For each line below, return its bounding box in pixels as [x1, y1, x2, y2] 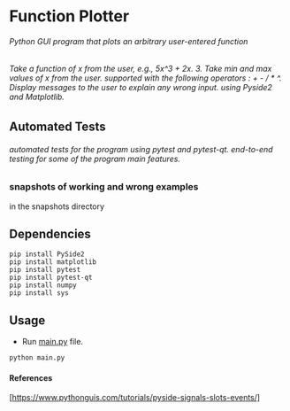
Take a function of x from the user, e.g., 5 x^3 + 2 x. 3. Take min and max [9, 64, 272, 74]
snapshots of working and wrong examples [9, 181, 199, 193]
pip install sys [9, 289, 69, 298]
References [9, 372, 53, 383]
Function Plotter [9, 6, 130, 27]
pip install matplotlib [9, 258, 97, 267]
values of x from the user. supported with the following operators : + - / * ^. [9, 73, 282, 83]
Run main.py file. [21, 337, 84, 347]
